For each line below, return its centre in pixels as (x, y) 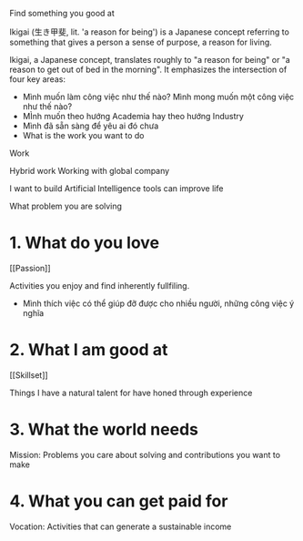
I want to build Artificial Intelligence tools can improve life (116, 189)
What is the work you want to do (83, 135)
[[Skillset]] (29, 375)
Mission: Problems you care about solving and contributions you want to (145, 454)
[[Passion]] (30, 268)
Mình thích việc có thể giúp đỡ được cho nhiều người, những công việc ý (158, 303)
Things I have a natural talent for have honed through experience (131, 393)
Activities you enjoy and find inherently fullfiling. (100, 285)
